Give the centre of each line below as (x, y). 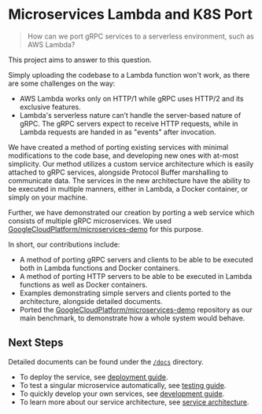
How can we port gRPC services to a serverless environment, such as (140, 36)
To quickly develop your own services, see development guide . (122, 394)
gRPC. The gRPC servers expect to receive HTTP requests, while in (129, 123)
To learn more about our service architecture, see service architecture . (134, 401)
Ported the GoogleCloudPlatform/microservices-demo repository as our (136, 310)
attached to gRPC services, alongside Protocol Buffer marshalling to (118, 172)
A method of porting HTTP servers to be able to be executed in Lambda (136, 276)
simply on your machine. (48, 197)
